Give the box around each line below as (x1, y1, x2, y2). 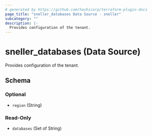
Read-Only (5, 114, 32, 121)
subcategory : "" (5, 16, 38, 21)
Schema (5, 77, 31, 85)
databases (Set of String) (12, 125, 62, 132)
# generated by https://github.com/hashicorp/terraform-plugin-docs (5, 7, 148, 12)
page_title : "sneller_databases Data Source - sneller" (5, 12, 121, 17)
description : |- (5, 20, 38, 26)
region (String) (12, 102, 43, 108)
